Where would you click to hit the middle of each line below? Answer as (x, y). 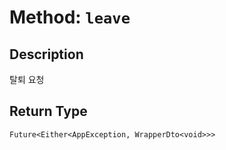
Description (46, 54)
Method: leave (70, 17)
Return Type (48, 111)
